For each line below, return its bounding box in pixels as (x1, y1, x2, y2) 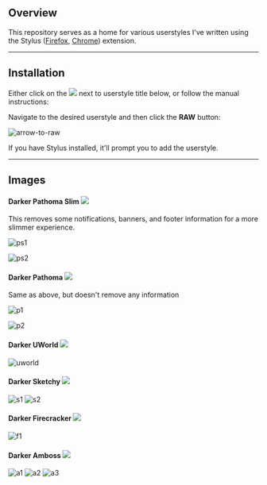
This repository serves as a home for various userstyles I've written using (8, 27, 249, 37)
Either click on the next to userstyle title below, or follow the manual (8, 88, 240, 98)
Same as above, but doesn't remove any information (8, 290, 180, 300)
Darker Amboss (8, 450, 61, 460)
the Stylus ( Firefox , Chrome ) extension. (8, 36, 137, 45)
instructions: (8, 97, 49, 106)
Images (8, 174, 46, 187)
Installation (8, 67, 65, 80)
